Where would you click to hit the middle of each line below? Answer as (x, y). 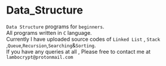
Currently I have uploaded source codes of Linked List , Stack (83, 39)
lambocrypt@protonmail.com (40, 57)
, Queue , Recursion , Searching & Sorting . (51, 45)
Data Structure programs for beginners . (55, 27)
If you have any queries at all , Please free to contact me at (79, 51)
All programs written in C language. (49, 32)
